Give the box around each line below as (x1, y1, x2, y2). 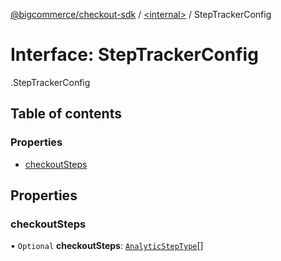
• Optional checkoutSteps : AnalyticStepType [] (10, 240, 204, 252)
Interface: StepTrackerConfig (10, 44, 259, 66)
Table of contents (10, 105, 122, 123)
